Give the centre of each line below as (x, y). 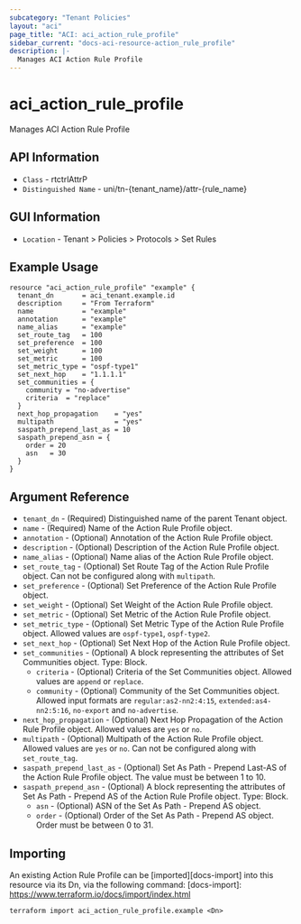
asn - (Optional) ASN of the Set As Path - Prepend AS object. (148, 806)
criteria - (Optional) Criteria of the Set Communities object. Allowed (164, 672)
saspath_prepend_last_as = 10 (74, 430)
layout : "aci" (36, 26)
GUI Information (55, 217)
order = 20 (46, 446)
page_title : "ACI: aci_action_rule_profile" (94, 34)
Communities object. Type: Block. (85, 663)
